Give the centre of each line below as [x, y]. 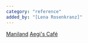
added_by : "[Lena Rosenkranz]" [44, 17]
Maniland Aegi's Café [32, 34]
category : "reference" [34, 11]
